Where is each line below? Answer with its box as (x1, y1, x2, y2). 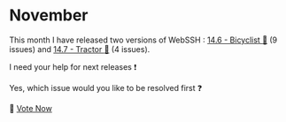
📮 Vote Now (9, 103, 53, 113)
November (9, 5, 89, 26)
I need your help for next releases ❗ (9, 61, 137, 72)
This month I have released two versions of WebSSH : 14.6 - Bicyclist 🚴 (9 (9, 34, 278, 45)
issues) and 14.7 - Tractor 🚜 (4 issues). (9, 43, 151, 54)
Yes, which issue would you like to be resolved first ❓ (9, 82, 203, 93)
